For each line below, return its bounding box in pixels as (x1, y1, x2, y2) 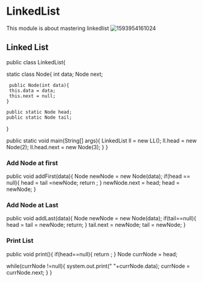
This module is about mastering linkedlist (6, 24, 109, 32)
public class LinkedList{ (6, 58, 66, 65)
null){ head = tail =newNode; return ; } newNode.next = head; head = (6, 179, 180, 187)
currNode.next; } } (6, 269, 52, 276)
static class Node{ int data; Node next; (6, 70, 104, 78)
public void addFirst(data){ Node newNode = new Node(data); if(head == (6, 173, 191, 180)
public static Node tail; (6, 114, 72, 121)
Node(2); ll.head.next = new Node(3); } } (6, 143, 109, 150)
